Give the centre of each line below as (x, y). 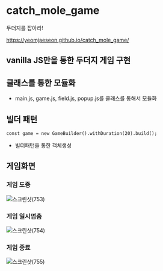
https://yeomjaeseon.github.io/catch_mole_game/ (68, 40)
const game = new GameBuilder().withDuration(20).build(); (82, 133)
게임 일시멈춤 (24, 216)
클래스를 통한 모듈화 (41, 83)
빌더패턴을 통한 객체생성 (43, 145)
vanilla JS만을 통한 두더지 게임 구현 (69, 61)
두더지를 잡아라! (25, 28)
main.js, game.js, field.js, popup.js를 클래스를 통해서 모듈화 (86, 98)
